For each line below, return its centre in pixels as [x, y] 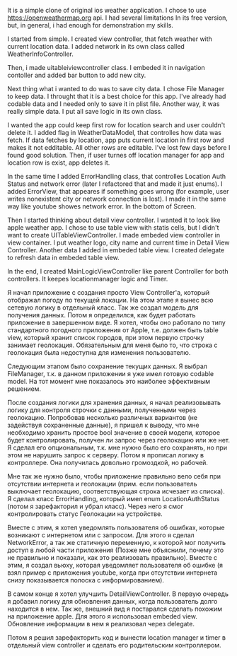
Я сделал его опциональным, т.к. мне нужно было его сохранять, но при [117, 447]
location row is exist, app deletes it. [59, 163]
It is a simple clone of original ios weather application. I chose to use [107, 10]
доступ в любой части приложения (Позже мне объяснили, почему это [116, 550]
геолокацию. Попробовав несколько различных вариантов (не [103, 417]
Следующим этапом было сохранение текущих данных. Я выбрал [107, 366]
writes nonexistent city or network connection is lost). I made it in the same [117, 199]
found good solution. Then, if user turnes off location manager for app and [116, 155]
